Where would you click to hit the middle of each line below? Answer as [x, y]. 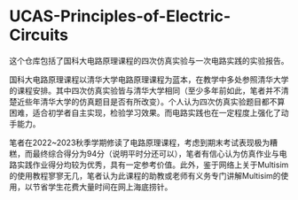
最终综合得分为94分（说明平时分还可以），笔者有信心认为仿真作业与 [156, 153]
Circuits [39, 35]
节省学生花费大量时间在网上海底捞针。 [102, 187]
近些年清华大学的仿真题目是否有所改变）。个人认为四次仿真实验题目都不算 [151, 101]
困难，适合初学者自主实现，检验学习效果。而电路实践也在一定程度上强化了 [145, 112]
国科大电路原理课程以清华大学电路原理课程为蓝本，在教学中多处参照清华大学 [149, 79]
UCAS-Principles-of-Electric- [120, 16]
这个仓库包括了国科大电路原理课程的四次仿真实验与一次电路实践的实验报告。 [149, 60]
